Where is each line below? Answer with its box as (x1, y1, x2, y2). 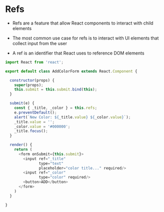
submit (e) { (9, 101, 35, 106)
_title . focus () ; (14, 128, 48, 133)
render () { (9, 142, 32, 147)
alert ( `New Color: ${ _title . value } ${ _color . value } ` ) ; (14, 114, 131, 119)
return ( (14, 147, 32, 152)
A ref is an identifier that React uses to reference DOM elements (12, 50, 144, 56)
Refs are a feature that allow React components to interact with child (12, 20, 153, 26)
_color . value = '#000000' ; (14, 124, 70, 129)
